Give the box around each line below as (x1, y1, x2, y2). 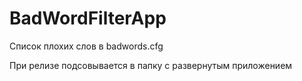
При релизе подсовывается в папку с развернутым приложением (9, 59, 293, 71)
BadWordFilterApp (9, 7, 167, 30)
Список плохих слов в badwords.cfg (9, 40, 164, 52)
